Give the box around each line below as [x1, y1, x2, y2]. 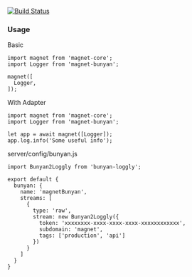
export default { [7, 176, 59, 183]
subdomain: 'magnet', [38, 226, 103, 233]
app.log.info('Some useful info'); [7, 137, 113, 144]
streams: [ [20, 195, 53, 202]
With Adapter [7, 99, 46, 107]
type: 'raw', [33, 207, 72, 214]
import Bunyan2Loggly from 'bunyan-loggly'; [7, 163, 142, 171]
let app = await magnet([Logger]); [7, 131, 113, 138]
